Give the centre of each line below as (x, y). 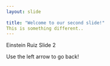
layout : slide (24, 12)
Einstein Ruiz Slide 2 (31, 45)
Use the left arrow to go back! (43, 56)
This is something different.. (45, 28)
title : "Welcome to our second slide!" (56, 23)
